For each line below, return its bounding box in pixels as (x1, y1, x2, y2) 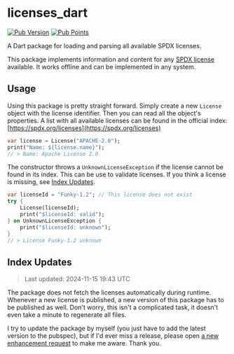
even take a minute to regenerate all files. (7, 311, 127, 319)
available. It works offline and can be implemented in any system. (7, 62, 196, 71)
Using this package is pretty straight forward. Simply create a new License (7, 101, 222, 110)
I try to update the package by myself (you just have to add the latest (7, 324, 207, 333)
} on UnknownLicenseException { (7, 217, 102, 225)
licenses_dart (7, 5, 88, 21)
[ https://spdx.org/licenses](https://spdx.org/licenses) (7, 124, 161, 132)
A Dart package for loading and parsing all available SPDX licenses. (7, 41, 202, 50)
